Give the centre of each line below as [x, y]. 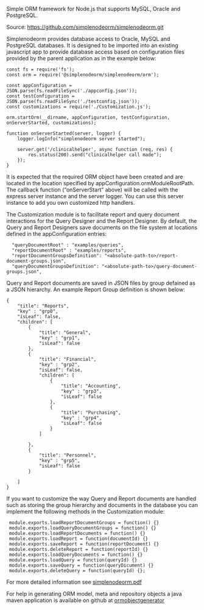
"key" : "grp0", [38, 311]
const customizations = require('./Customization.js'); [79, 107]
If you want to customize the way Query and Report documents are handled [101, 498]
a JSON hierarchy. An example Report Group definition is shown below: [96, 289]
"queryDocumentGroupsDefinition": [55, 266]
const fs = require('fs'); [40, 69]
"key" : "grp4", [81, 418]
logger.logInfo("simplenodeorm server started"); [82, 139]
